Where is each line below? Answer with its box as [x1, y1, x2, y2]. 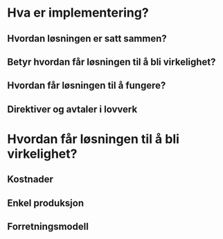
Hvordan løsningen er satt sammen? [7, 33, 168, 44]
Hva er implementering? [7, 5, 149, 21]
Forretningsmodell [7, 221, 89, 233]
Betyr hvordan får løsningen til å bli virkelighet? [7, 56, 216, 67]
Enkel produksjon [7, 197, 84, 209]
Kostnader [7, 174, 54, 186]
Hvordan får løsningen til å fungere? [7, 80, 166, 92]
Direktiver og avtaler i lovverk [7, 103, 138, 115]
